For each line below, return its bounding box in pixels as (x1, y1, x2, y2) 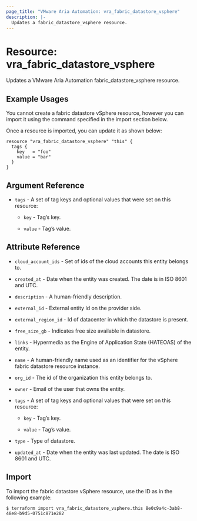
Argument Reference (6, 180, 85, 190)
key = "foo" (16, 149, 51, 155)
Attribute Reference (6, 242, 81, 252)
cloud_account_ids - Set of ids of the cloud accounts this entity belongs (14, 257, 189, 265)
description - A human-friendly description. (14, 293, 122, 300)
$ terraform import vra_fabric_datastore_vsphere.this (6, 505, 143, 511)
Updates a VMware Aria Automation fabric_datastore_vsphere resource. (6, 77, 180, 84)
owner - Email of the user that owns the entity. (14, 385, 125, 392)
